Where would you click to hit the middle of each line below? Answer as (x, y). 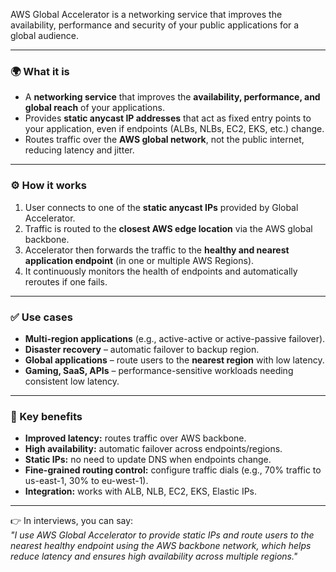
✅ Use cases (41, 317)
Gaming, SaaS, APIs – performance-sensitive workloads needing (159, 370)
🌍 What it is (40, 71)
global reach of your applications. (94, 108)
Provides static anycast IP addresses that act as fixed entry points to (168, 118)
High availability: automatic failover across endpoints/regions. (153, 449)
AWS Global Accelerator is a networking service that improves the (146, 14)
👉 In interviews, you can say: (72, 521)
